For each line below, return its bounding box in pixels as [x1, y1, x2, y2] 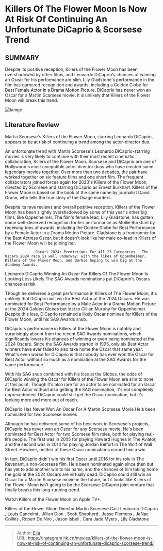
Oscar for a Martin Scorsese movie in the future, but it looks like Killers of [5, 476, 151, 482]
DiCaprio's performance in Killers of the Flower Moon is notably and [5, 325, 141, 331]
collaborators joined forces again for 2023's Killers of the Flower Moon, [5, 179, 148, 185]
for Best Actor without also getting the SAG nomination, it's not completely [5, 387, 154, 392]
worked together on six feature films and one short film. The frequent [5, 174, 144, 180]
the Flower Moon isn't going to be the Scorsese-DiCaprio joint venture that [5, 482, 154, 487]
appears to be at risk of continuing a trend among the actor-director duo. [5, 139, 151, 145]
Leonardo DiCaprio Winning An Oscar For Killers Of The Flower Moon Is [5, 271, 148, 276]
